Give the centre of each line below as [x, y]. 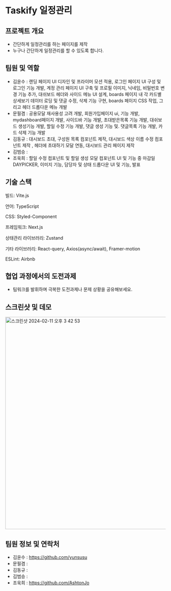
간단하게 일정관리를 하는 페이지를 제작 [50, 44]
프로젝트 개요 [25, 31]
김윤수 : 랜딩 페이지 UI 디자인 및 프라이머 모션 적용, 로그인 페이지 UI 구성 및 [87, 81]
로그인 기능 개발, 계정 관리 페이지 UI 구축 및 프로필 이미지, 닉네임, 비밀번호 [86, 88]
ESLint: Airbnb [20, 259]
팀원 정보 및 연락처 [32, 544]
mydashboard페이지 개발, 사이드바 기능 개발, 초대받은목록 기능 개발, [81, 120]
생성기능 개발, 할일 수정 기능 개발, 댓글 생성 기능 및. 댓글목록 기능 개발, [88, 126]
